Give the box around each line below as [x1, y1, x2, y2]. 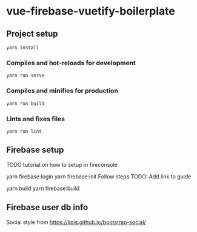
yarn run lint [6, 128, 42, 135]
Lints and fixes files [6, 114, 65, 123]
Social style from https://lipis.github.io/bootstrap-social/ [6, 218, 147, 226]
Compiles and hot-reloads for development [6, 58, 136, 67]
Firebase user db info [6, 202, 88, 213]
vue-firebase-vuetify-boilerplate [6, 4, 176, 18]
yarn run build [6, 100, 45, 107]
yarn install [6, 44, 39, 51]
